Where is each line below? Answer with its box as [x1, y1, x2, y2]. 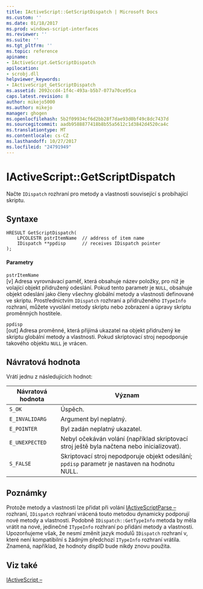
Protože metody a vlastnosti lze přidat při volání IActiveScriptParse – [6, 504, 176, 512]
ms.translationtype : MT [6, 127, 66, 133]
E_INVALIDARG [9, 416, 47, 423]
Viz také [6, 560, 38, 570]
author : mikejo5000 [6, 99, 56, 105]
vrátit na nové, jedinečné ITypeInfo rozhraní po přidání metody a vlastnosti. [6, 523, 194, 530]
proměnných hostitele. [6, 309, 62, 317]
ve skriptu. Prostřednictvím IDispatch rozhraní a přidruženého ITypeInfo [6, 297, 186, 304]
